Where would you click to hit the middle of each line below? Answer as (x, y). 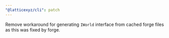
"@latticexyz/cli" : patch (32, 10)
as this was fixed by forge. (33, 30)
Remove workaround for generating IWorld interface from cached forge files (85, 24)
